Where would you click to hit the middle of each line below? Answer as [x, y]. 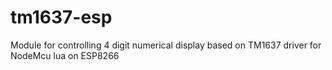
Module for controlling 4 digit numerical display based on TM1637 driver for [166, 45]
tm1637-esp [61, 17]
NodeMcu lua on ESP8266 [65, 55]
